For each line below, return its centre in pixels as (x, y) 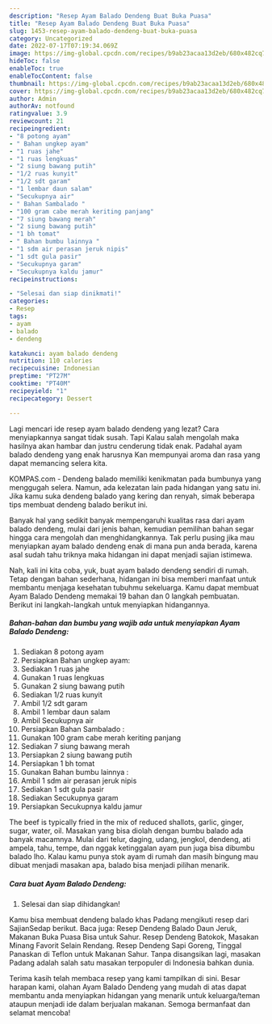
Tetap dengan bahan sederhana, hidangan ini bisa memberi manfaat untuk (133, 578)
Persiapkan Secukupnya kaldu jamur (82, 806)
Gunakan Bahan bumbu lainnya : (75, 772)
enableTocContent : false (51, 76)
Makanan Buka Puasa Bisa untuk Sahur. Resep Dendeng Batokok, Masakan (134, 937)
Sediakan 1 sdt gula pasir (62, 789)
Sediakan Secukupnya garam (69, 798)
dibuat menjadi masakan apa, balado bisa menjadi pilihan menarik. (119, 865)
